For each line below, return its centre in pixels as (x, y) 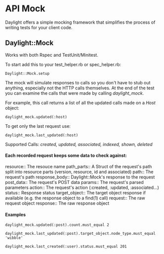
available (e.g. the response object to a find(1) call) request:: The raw (75, 198)
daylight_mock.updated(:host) (36, 117)
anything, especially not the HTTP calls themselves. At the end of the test (80, 88)
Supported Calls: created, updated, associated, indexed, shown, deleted (79, 144)
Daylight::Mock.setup (27, 73)
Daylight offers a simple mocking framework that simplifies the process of (80, 22)
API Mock (25, 9)
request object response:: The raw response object (57, 203)
